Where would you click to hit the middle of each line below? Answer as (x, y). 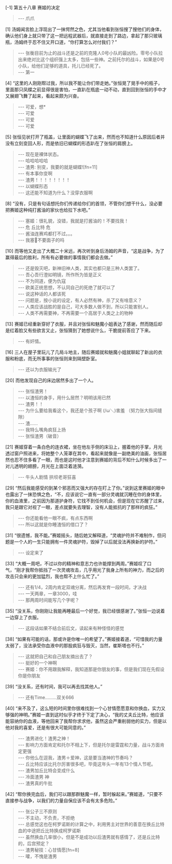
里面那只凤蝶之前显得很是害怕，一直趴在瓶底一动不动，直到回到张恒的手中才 (86, 89)
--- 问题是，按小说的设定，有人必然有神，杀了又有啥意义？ (80, 300)
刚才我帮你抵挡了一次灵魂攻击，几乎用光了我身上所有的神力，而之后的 (90, 570)
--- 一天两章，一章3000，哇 (48, 594)
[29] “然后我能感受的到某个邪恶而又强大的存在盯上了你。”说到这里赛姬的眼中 (85, 488)
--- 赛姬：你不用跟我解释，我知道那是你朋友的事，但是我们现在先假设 (91, 669)
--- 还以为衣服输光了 (40, 369)
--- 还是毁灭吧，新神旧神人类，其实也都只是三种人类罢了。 (80, 268)
